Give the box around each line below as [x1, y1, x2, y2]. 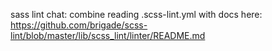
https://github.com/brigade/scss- [10, 19, 148, 31]
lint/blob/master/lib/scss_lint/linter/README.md [10, 30, 206, 41]
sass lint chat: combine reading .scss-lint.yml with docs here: [10, 9, 263, 20]
